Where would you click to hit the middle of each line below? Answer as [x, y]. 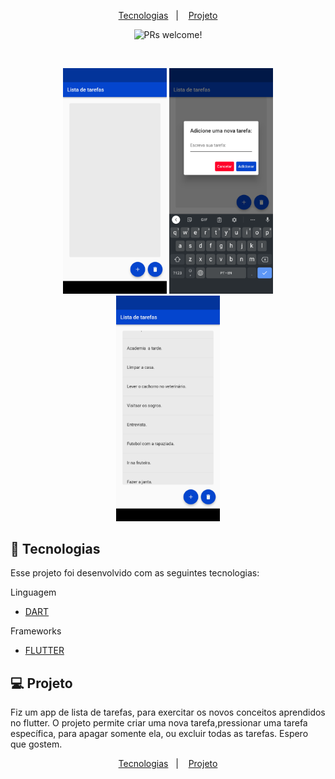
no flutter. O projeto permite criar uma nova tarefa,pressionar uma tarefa [159, 723]
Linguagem [33, 592]
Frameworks [36, 631]
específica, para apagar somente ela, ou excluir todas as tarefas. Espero [159, 734]
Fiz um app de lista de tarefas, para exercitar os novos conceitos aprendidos [168, 712]
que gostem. [36, 744]
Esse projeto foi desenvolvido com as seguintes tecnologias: [135, 573]
